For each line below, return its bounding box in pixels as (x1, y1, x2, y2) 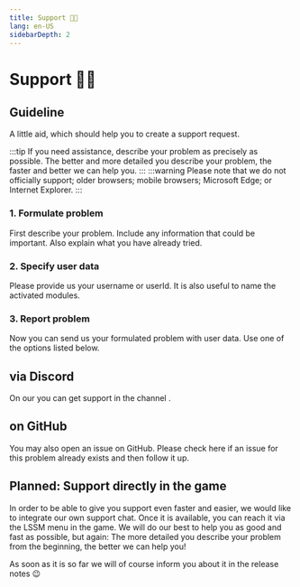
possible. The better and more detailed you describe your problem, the (9, 155, 272, 167)
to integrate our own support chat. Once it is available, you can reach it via (9, 512, 286, 523)
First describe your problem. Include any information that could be (9, 228, 255, 238)
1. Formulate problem (9, 207, 104, 219)
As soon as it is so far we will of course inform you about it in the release (9, 558, 279, 569)
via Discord (9, 368, 75, 384)
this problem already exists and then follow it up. (9, 452, 189, 463)
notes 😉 (9, 568, 41, 579)
